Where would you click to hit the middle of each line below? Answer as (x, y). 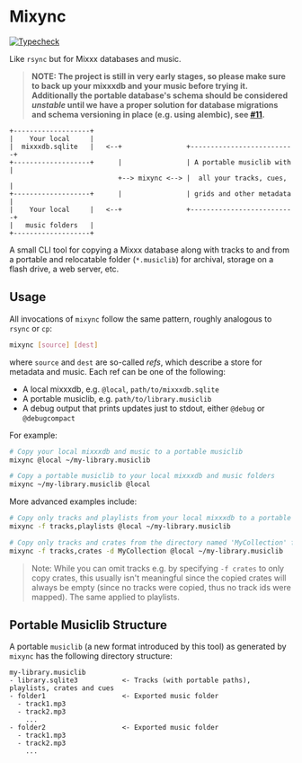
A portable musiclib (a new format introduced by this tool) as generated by (148, 647)
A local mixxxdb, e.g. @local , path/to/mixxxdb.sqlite (121, 389)
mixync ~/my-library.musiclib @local (80, 484)
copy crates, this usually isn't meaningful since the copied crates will (159, 578)
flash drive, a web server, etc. (64, 269)
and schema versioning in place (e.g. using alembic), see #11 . (148, 114)
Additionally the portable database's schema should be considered (160, 95)
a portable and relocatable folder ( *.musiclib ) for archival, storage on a (142, 259)
